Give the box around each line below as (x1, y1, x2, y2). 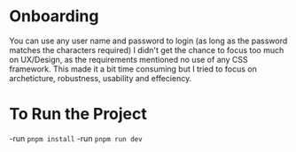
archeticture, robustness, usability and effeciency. (9, 72, 192, 83)
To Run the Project (9, 104, 148, 125)
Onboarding (9, 6, 99, 27)
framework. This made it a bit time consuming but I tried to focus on (9, 64, 257, 74)
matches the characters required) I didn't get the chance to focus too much (9, 44, 284, 55)
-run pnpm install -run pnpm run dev (9, 133, 144, 143)
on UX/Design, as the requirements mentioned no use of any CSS (9, 54, 248, 65)
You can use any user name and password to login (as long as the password (9, 35, 288, 46)
